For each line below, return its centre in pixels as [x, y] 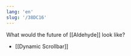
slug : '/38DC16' [26, 17]
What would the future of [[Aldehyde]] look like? [65, 34]
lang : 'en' [20, 12]
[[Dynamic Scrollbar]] [41, 46]
